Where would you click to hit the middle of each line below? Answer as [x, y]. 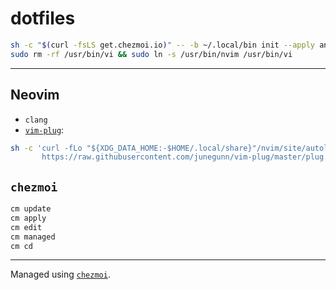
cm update [31, 209]
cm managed [33, 237]
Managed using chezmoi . [60, 274]
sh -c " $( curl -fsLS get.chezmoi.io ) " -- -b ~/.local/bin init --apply [162, 45]
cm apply [28, 218]
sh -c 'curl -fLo [46, 148]
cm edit [26, 227]
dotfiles [43, 18]
